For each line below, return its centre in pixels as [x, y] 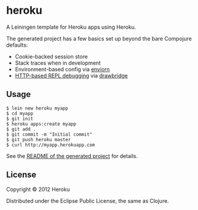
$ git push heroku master [38, 139]
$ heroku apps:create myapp [41, 124]
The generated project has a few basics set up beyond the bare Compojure [99, 38]
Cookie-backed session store [51, 56]
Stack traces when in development [58, 63]
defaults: [17, 45]
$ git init [20, 118]
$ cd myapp [20, 113]
